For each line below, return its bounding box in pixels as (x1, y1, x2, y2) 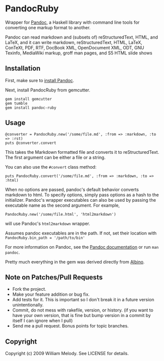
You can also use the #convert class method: (5, 164, 97, 170)
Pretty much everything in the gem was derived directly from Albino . (5, 259, 145, 265)
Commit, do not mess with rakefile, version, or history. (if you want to (12, 307, 154, 313)
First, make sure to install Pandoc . (5, 77, 74, 83)
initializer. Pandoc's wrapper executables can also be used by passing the (5, 197, 156, 203)
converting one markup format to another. (5, 24, 91, 30)
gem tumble (5, 101, 28, 106)
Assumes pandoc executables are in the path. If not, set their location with (5, 230, 157, 236)
